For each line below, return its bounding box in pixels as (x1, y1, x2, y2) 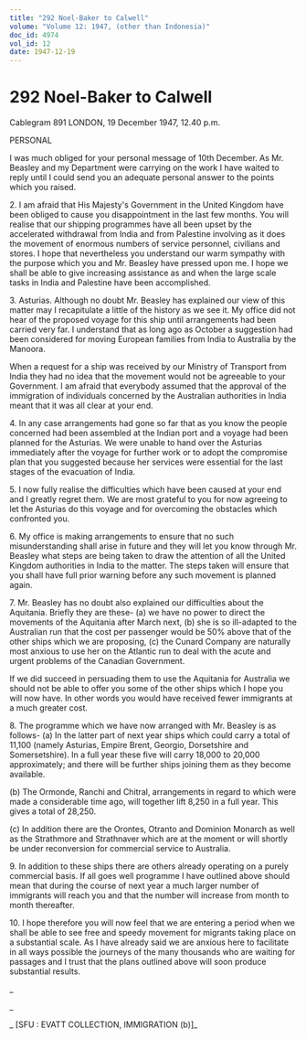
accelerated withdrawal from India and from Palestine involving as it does (9, 229, 286, 240)
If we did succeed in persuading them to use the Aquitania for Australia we (9, 673, 290, 684)
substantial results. (9, 966, 80, 977)
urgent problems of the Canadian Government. (9, 656, 185, 667)
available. (9, 769, 46, 780)
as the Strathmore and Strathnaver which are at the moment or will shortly (9, 833, 288, 844)
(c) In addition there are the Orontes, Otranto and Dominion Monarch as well (9, 824, 295, 835)
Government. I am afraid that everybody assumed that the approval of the (9, 380, 287, 391)
